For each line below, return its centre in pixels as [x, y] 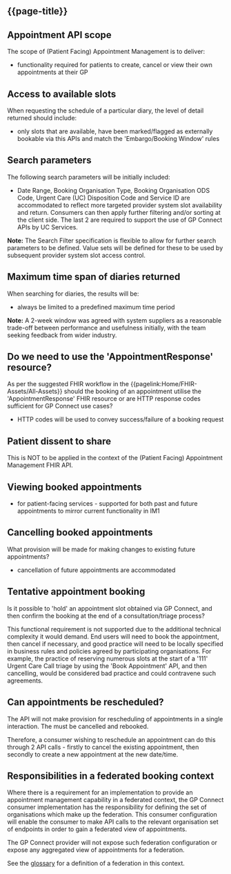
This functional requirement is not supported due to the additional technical [114, 629]
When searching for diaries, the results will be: [73, 294]
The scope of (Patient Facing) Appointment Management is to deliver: [106, 52]
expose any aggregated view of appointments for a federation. [96, 850]
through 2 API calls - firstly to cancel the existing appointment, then [103, 747]
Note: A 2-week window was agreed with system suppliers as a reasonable [114, 320]
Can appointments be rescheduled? [86, 702]
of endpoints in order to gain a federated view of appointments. [97, 829]
